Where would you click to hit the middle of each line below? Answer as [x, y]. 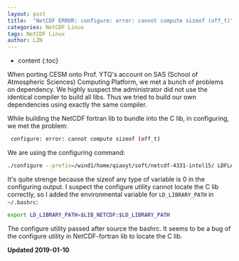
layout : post [27, 14]
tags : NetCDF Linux [36, 34]
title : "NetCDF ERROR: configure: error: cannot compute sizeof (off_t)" [121, 21]
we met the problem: [38, 126]
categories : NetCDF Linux [46, 27]
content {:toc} [38, 60]
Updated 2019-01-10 [38, 250]
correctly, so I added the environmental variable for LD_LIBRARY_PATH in [111, 194]
